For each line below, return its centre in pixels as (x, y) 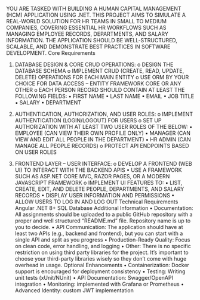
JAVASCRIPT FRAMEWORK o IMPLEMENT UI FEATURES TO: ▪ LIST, (99, 183)
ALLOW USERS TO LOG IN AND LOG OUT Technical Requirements (96, 202)
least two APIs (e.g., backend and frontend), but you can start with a (99, 233)
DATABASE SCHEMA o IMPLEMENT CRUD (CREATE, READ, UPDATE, (99, 71)
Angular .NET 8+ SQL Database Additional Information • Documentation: (104, 208)
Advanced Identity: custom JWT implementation (74, 290)
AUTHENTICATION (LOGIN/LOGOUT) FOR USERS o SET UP (88, 120)
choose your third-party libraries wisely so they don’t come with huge (101, 259)
